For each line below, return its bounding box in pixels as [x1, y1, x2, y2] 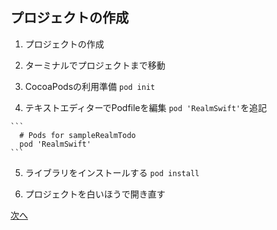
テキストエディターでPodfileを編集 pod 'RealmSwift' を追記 [24, 101, 267, 113]
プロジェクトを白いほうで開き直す [24, 188, 166, 200]
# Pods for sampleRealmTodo [19, 130, 137, 140]
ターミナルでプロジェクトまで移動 [24, 59, 166, 71]
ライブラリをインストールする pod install [24, 166, 200, 178]
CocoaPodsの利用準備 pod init [24, 80, 156, 92]
